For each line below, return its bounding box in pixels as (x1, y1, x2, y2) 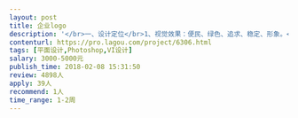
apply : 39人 (9, 79, 52, 88)
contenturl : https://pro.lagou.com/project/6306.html (9, 37, 213, 47)
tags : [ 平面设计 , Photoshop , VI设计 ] (9, 46, 133, 55)
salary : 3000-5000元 (9, 54, 84, 63)
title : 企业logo (9, 21, 67, 30)
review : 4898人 (9, 71, 64, 80)
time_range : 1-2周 (9, 95, 76, 105)
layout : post (9, 12, 58, 22)
